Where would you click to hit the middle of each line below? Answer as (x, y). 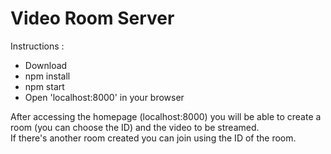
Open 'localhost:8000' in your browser (104, 97)
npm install (47, 76)
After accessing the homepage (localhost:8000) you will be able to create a (166, 116)
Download (46, 65)
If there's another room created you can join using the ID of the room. (153, 138)
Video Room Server (92, 18)
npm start (44, 86)
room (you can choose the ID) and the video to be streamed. (135, 127)
